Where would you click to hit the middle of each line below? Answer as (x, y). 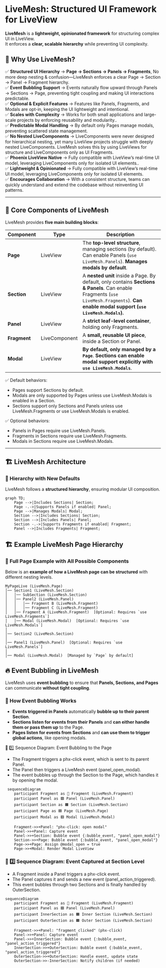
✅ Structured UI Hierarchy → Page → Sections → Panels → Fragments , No (82, 71)
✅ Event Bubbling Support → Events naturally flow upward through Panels (81, 87)
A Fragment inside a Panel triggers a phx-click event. (66, 874)
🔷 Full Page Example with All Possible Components (67, 561)
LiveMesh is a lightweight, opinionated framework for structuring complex (82, 33)
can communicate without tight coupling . (48, 688)
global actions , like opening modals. (49, 738)
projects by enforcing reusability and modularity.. (67, 120)
